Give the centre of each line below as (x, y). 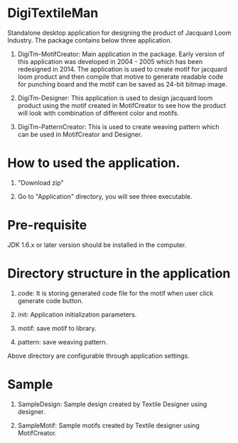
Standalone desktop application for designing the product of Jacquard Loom (119, 33)
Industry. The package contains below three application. (90, 40)
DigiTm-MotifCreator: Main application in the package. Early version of (121, 54)
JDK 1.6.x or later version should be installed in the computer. (97, 245)
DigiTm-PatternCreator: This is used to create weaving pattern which (119, 126)
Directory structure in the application (119, 273)
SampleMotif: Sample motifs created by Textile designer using (109, 425)
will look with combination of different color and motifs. (98, 113)
